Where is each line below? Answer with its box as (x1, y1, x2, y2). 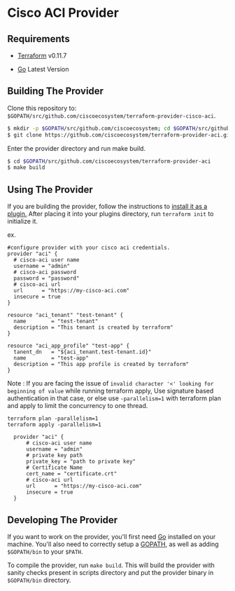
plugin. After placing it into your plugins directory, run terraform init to (7, 210, 214, 218)
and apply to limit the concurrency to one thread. (7, 402, 148, 410)
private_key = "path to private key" (25, 458, 136, 466)
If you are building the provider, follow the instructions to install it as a (7, 202, 208, 211)
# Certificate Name (25, 464, 83, 471)
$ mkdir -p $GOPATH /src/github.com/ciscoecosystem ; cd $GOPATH (7, 125, 196, 132)
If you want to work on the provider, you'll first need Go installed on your (7, 532, 216, 541)
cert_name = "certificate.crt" (25, 470, 117, 477)
